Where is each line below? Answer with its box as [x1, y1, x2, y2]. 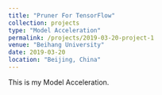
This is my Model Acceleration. [8, 77, 110, 87]
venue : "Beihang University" [8, 41, 105, 49]
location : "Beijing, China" [8, 56, 102, 64]
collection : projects [8, 19, 80, 27]
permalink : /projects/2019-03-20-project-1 [8, 33, 155, 42]
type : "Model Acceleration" [8, 26, 102, 34]
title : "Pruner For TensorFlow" [8, 11, 115, 20]
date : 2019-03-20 [8, 48, 66, 56]
